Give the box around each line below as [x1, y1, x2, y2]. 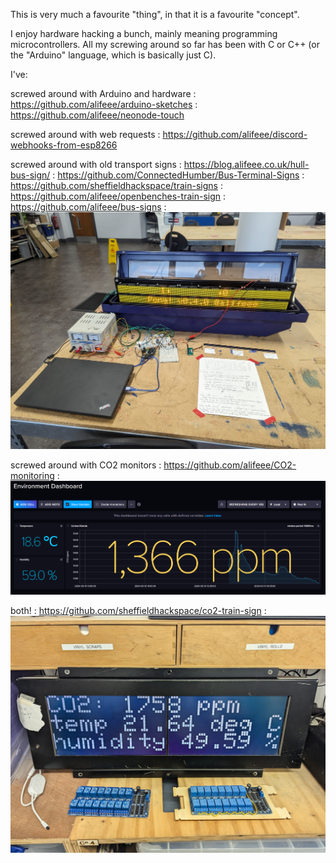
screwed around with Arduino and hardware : [10, 88, 197, 99]
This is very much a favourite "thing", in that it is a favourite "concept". [10, 9, 300, 20]
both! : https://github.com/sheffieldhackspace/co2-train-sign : [10, 604, 267, 616]
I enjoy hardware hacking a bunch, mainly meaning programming [10, 28, 278, 39]
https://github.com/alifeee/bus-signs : [10, 201, 167, 213]
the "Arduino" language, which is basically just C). [10, 49, 217, 61]
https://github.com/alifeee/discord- [162, 129, 308, 140]
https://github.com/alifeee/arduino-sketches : [10, 99, 198, 110]
